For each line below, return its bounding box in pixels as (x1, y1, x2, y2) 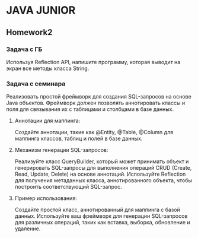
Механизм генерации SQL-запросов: (14, 147, 108, 154)
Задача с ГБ (6, 45, 43, 53)
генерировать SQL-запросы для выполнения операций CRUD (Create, (14, 164, 192, 172)
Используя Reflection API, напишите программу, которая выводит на (6, 58, 181, 65)
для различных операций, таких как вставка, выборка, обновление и (14, 219, 191, 226)
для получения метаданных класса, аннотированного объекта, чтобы (14, 177, 193, 184)
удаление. (14, 225, 41, 232)
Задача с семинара (6, 80, 66, 88)
